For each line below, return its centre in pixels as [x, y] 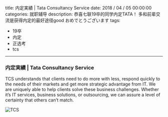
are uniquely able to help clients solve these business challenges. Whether [82, 89]
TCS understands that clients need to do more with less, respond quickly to [83, 79]
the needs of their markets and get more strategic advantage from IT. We [80, 84]
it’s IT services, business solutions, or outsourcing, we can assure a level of [83, 95]
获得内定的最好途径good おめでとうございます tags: [67, 20]
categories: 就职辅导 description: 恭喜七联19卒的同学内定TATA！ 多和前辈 [81, 14]
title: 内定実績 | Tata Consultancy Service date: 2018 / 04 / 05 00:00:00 [78, 8]
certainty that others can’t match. [39, 100]
